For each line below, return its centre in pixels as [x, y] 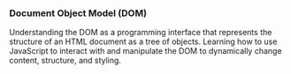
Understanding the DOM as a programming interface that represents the [141, 33]
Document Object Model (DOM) [78, 13]
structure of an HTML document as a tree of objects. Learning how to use [143, 41]
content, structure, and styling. [65, 61]
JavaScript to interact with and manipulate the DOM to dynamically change [145, 51]
